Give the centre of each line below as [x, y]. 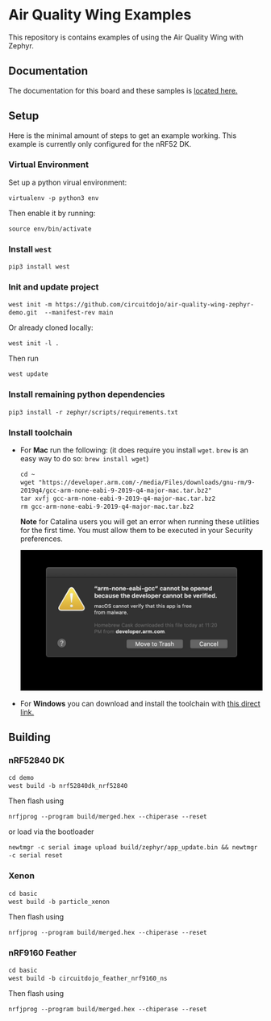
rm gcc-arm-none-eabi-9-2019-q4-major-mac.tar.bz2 [107, 507]
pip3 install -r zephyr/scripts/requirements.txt [94, 412]
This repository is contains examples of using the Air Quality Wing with [126, 37]
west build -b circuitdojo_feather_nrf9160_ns [88, 978]
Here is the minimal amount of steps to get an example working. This [123, 135]
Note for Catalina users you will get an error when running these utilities [140, 522]
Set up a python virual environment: [68, 182]
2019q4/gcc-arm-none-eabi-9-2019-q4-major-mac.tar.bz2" [116, 491]
